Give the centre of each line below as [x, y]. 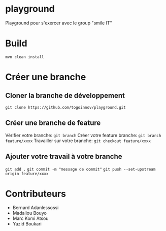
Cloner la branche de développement [65, 96]
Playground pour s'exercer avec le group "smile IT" [59, 23]
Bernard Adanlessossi [36, 208]
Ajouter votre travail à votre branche [64, 157]
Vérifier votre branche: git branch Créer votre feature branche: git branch [83, 135]
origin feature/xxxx [27, 174]
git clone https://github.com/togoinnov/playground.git [65, 107]
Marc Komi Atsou [31, 218]
